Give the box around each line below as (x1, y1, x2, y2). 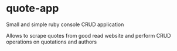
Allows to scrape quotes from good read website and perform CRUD (6, 32, 171, 39)
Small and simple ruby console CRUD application (6, 21, 124, 28)
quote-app (6, 2, 59, 15)
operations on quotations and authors (6, 38, 97, 45)
